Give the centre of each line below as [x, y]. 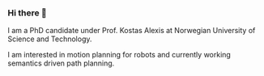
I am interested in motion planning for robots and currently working [119, 55]
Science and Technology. [50, 39]
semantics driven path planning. [61, 63]
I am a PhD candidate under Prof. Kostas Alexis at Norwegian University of [132, 31]
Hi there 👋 [28, 13]
